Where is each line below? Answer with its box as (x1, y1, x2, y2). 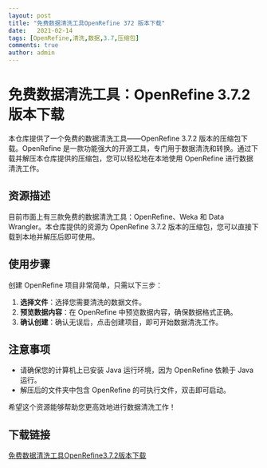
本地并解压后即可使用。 (22, 232, 100, 241)
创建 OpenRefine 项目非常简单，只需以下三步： (8, 280, 163, 290)
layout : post (8, 11, 52, 20)
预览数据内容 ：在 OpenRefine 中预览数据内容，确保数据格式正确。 (19, 307, 238, 316)
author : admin (8, 49, 56, 57)
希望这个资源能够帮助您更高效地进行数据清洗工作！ (8, 403, 176, 412)
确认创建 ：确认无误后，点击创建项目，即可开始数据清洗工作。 (19, 317, 223, 327)
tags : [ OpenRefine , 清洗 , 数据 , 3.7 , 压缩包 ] (8, 34, 139, 42)
